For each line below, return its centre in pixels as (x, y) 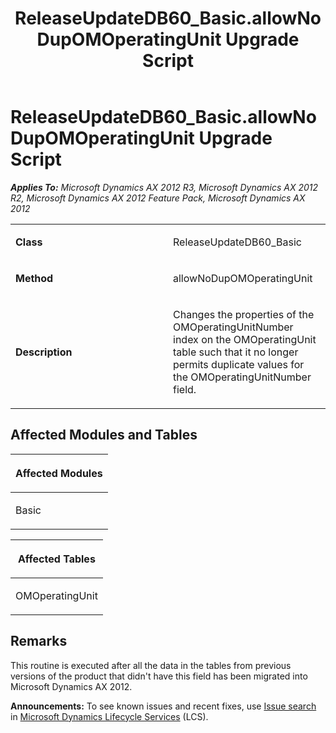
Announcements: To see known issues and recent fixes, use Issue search (163, 706)
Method (34, 278)
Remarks (39, 641)
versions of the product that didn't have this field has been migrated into (159, 676)
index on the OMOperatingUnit (245, 339)
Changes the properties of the (244, 314)
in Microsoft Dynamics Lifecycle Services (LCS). (109, 716)
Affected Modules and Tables (104, 435)
